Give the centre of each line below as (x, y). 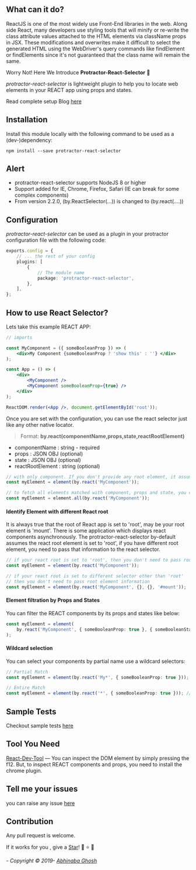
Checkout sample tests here (40, 725)
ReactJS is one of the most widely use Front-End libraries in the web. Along (97, 23)
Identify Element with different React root (57, 511)
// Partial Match (27, 672)
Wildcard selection (29, 648)
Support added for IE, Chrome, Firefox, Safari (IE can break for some (97, 189)
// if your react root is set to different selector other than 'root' (95, 576)
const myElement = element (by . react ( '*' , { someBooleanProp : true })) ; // (99, 693)
